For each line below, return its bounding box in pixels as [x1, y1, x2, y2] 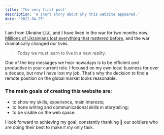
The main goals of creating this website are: [5, 88, 112, 95]
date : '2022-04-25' [5, 16, 45, 21]
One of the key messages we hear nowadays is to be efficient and [5, 60, 139, 66]
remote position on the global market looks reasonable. [5, 75, 117, 81]
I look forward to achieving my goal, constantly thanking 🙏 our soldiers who [5, 119, 158, 125]
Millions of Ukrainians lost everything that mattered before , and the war [5, 35, 150, 41]
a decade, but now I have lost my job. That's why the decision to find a [5, 70, 149, 76]
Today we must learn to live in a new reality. [17, 50, 106, 56]
